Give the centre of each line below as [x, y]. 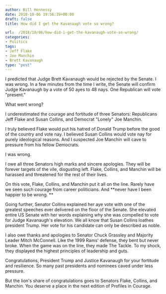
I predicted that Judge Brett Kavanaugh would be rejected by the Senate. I [81, 79]
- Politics [16, 42]
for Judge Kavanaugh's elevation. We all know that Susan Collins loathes [79, 220]
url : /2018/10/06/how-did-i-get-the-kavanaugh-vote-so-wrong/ [72, 33]
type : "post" [19, 65]
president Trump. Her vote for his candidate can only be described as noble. [83, 225]
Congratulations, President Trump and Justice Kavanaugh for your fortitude [82, 261]
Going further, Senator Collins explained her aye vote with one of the [75, 205]
